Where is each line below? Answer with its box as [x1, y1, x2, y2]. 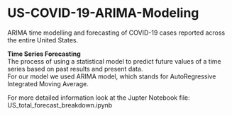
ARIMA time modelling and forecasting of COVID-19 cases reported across [7, 28, 226, 37]
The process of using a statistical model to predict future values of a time [7, 57, 221, 65]
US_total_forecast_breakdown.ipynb [7, 100, 113, 109]
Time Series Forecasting [7, 50, 82, 58]
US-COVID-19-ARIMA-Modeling [7, 5, 199, 21]
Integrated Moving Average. [7, 79, 89, 88]
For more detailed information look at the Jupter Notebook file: [7, 93, 190, 102]
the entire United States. [7, 35, 79, 44]
